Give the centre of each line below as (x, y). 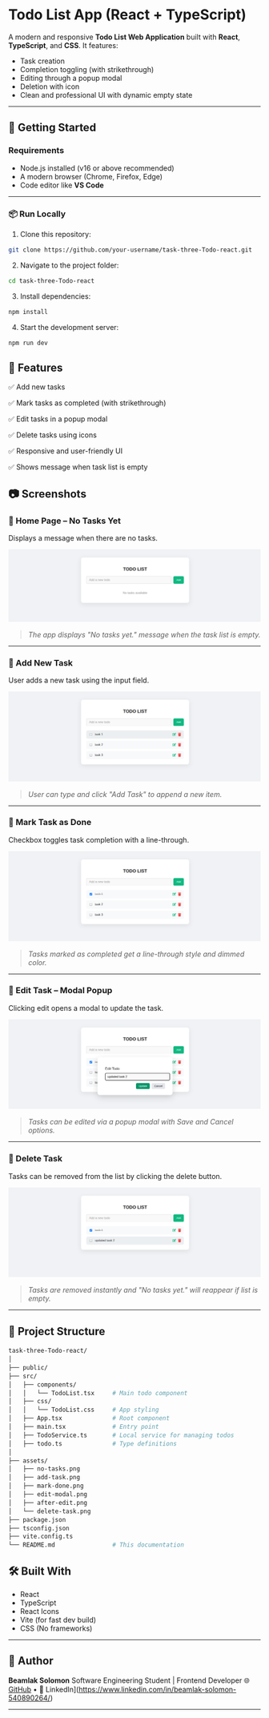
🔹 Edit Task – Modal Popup (60, 991)
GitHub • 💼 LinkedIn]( (44, 1689)
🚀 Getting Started (52, 128)
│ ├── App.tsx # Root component (89, 1418)
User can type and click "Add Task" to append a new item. (125, 794)
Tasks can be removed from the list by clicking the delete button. (115, 1176)
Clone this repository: (55, 234)
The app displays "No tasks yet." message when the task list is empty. (144, 634)
